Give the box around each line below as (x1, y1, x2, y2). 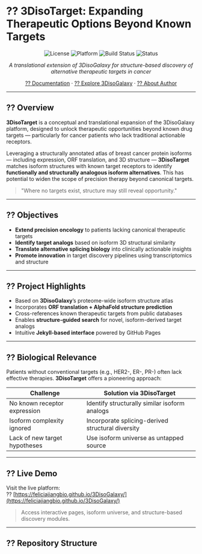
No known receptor (9, 399, 64, 408)
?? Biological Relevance (6, 352, 97, 362)
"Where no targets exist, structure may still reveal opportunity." (20, 187, 177, 194)
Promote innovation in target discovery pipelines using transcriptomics (14, 251, 192, 259)
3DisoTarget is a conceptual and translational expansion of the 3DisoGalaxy (6, 119, 195, 126)
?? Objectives (6, 210, 59, 221)
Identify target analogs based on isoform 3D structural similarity (14, 239, 176, 246)
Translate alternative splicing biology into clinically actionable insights (14, 245, 192, 253)
